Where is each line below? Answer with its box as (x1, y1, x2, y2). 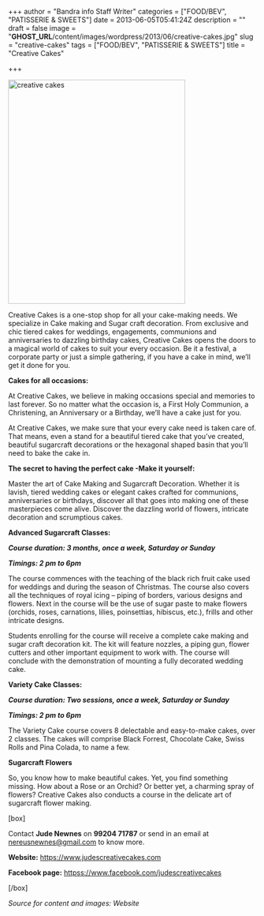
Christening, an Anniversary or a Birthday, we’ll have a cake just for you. (8, 408, 242, 417)
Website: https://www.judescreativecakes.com (8, 853, 162, 862)
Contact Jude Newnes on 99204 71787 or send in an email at (8, 829, 210, 838)
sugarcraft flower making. (8, 798, 92, 808)
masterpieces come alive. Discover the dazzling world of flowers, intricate (8, 505, 249, 513)
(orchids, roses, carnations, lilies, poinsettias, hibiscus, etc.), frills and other (8, 607, 254, 617)
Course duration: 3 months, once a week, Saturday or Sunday (8, 543, 216, 552)
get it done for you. (8, 361, 71, 370)
